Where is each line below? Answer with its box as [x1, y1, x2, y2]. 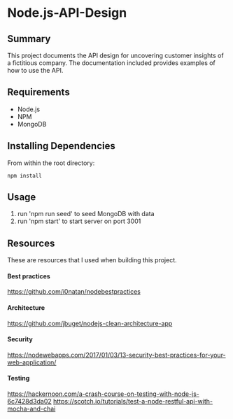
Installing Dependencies [7, 140, 115, 152]
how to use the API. [7, 66, 64, 74]
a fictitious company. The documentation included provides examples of [7, 59, 216, 67]
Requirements [7, 86, 70, 99]
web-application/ [7, 358, 57, 367]
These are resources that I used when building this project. [7, 256, 177, 264]
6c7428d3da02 [7, 397, 52, 406]
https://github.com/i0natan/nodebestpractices [7, 287, 141, 296]
